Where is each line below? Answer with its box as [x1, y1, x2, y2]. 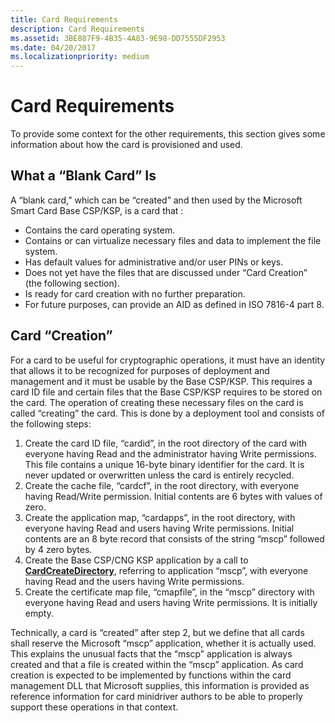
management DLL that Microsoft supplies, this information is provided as [10, 679, 310, 691]
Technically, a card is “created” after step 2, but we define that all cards [10, 626, 305, 638]
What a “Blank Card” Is [10, 167, 157, 185]
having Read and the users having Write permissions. [24, 575, 245, 587]
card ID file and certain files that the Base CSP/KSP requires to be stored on [10, 386, 323, 398]
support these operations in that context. [10, 701, 179, 713]
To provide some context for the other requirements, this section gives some [10, 128, 326, 140]
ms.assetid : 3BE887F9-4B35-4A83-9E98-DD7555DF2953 [10, 33, 226, 43]
